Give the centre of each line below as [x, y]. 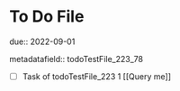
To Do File [47, 17]
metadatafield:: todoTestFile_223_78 [76, 59]
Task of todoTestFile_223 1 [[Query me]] [96, 76]
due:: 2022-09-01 [42, 41]
